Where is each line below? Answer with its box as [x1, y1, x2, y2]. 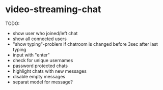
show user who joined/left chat [12, 30, 78, 36]
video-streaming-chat [5, 4, 101, 15]
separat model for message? [12, 79, 73, 85]
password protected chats [12, 63, 68, 69]
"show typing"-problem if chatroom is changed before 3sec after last [12, 41, 158, 47]
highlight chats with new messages [12, 68, 87, 74]
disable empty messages [12, 73, 65, 79]
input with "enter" [12, 52, 50, 58]
